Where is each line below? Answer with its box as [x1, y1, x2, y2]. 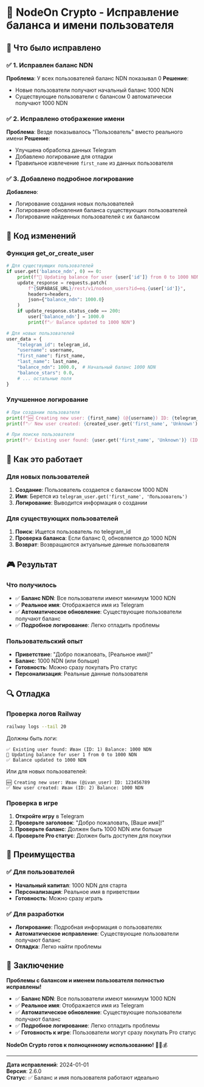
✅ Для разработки [6, 909, 64, 918]
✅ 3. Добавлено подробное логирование [6, 174, 134, 183]
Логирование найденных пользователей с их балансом [15, 213, 160, 221]
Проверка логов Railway [6, 709, 82, 718]
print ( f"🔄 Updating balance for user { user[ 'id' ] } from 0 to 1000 [17, 274, 189, 280]
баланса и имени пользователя [6, 18, 174, 32]
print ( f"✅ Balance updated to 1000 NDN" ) [28, 319, 135, 325]
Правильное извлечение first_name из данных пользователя [15, 159, 173, 167]
